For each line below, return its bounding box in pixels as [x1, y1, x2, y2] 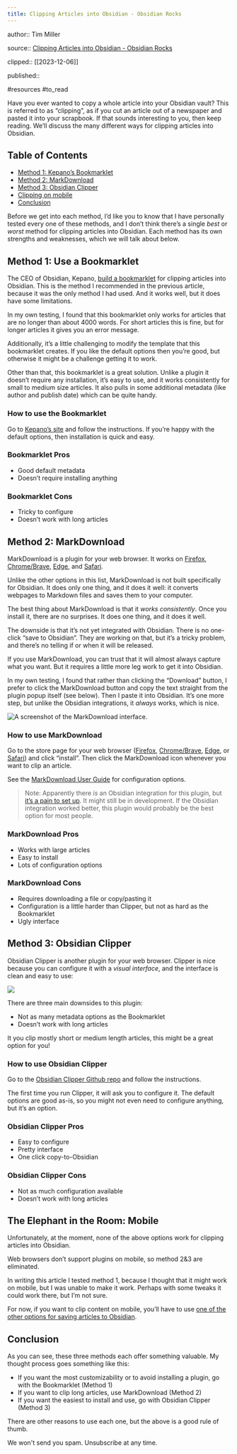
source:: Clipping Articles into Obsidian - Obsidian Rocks [7, 43, 173, 52]
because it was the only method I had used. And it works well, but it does [7, 289, 221, 298]
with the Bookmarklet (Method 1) [17, 1381, 113, 1389]
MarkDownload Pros [7, 829, 79, 839]
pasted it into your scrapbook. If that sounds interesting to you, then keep [7, 114, 221, 122]
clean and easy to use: [7, 971, 74, 980]
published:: [7, 71, 40, 80]
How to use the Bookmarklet [7, 409, 107, 419]
